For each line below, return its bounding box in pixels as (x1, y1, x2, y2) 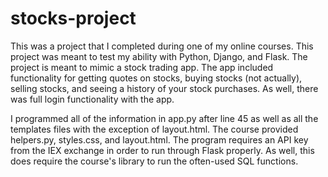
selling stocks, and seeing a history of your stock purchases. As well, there (10, 82, 319, 94)
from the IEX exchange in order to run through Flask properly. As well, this (10, 144, 315, 156)
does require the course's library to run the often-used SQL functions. (10, 155, 299, 167)
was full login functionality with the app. (10, 93, 175, 105)
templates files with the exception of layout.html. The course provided (10, 123, 299, 135)
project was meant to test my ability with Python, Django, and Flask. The (10, 50, 308, 62)
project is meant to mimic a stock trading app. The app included (10, 61, 274, 73)
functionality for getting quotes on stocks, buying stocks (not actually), (10, 72, 303, 84)
